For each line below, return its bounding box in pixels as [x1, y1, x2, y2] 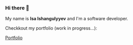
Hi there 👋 [5, 4, 30, 11]
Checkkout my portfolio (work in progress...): [5, 25, 97, 31]
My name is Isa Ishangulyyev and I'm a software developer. [5, 16, 129, 22]
